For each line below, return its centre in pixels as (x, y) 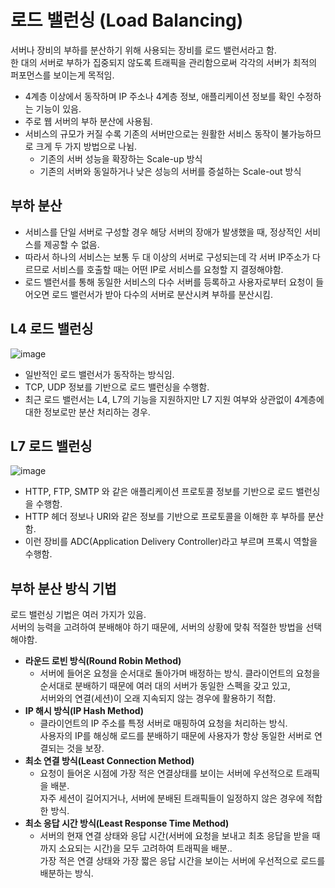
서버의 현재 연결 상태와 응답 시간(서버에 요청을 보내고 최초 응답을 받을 (174, 836)
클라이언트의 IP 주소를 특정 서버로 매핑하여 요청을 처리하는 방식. (163, 723)
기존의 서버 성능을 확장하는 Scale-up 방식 (121, 158)
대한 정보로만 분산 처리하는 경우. (87, 412)
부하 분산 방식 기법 (63, 588)
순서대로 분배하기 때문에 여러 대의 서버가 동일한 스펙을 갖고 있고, (165, 686)
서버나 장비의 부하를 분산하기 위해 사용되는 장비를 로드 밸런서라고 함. (143, 50)
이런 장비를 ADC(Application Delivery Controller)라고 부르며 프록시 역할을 (171, 542)
